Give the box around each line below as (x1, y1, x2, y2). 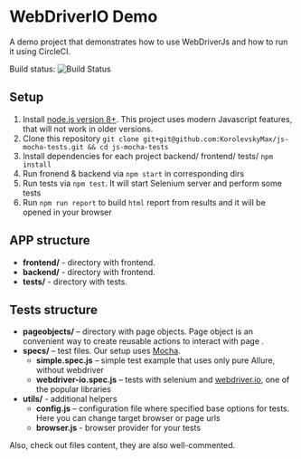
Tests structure (9, 301, 98, 318)
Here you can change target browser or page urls (35, 413, 221, 424)
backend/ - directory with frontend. (22, 266, 155, 277)
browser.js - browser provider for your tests (35, 423, 202, 434)
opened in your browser (22, 206, 112, 217)
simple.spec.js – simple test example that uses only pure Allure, (35, 355, 276, 366)
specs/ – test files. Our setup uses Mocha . (22, 346, 181, 357)
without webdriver (35, 365, 104, 376)
